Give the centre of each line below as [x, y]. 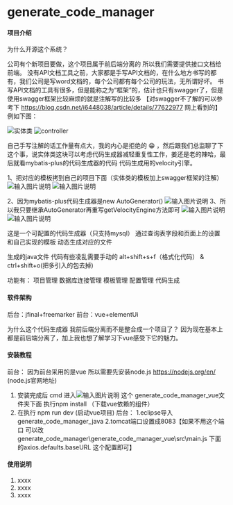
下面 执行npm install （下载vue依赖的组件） [92, 404]
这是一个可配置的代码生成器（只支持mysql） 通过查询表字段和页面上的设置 [114, 233]
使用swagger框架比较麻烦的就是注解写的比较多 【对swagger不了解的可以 [112, 99]
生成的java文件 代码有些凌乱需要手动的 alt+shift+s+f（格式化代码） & [106, 257]
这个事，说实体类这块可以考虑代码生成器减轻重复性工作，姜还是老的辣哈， [113, 154]
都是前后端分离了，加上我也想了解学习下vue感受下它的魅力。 [95, 338]
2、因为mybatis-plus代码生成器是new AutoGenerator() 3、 [113, 201]
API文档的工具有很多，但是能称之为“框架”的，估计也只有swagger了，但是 [118, 90]
